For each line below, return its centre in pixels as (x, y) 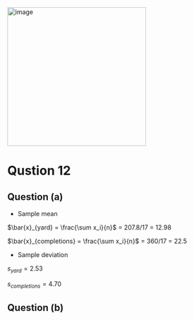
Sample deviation (43, 255)
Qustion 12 (39, 171)
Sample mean (37, 214)
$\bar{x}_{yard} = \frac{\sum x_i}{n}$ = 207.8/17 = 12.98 (89, 227)
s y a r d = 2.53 (25, 269)
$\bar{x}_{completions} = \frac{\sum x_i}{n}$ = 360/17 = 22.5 (97, 241)
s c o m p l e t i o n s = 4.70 (35, 284)
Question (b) (36, 308)
